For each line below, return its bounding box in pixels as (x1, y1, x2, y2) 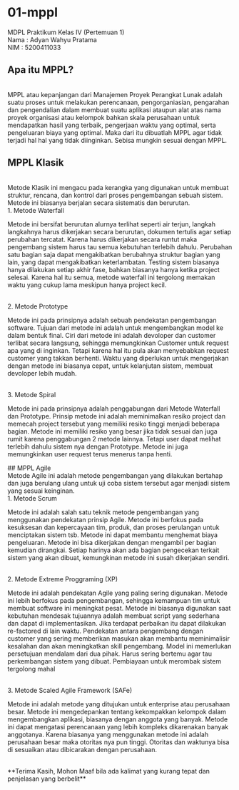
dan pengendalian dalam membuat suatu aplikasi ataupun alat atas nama (7, 105, 221, 114)
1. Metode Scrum (7, 494, 57, 502)
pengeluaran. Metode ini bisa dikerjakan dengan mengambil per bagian (7, 538, 217, 546)
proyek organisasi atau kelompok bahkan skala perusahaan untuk (7, 113, 200, 121)
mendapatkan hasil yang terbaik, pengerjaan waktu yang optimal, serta (7, 121, 216, 129)
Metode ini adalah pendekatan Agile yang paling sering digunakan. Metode (7, 589, 228, 597)
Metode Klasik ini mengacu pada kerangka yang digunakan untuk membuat (7, 183, 229, 191)
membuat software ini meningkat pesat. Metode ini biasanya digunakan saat (7, 604, 231, 612)
